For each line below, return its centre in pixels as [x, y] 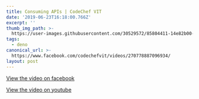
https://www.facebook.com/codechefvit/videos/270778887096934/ [91, 56]
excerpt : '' [21, 23]
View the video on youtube [39, 90]
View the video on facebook [41, 78]
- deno [20, 45]
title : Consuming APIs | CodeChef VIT [54, 12]
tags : [13, 39]
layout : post [22, 61]
